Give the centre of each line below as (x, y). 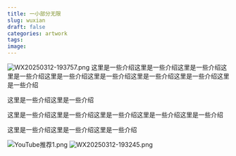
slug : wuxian (26, 20)
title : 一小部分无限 (34, 14)
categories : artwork (38, 33)
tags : (15, 40)
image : (17, 46)
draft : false (26, 27)
